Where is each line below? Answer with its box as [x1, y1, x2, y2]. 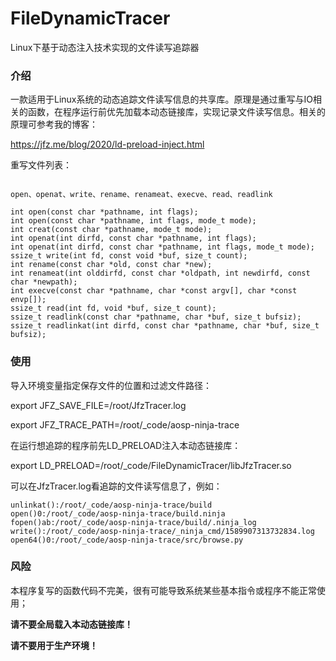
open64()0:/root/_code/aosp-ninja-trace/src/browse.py [10, 535, 244, 545]
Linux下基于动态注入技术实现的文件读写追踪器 [10, 41, 200, 53]
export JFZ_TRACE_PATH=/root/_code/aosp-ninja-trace [10, 418, 240, 431]
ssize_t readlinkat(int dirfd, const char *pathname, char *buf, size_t [10, 321, 320, 331]
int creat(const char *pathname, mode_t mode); [10, 225, 213, 235]
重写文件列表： [10, 159, 72, 171]
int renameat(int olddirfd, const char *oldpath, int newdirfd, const [10, 268, 311, 279]
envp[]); [10, 295, 47, 305]
